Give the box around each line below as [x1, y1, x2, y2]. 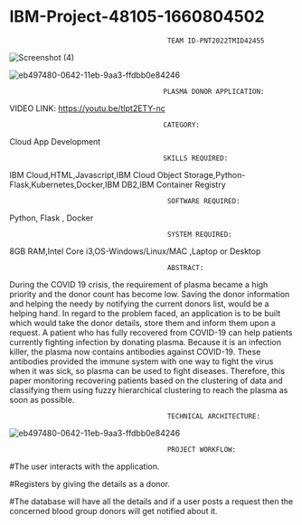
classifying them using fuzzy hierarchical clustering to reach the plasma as [9, 384, 288, 395]
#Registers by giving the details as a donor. [9, 478, 170, 489]
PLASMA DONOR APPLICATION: [163, 87, 265, 96]
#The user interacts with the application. [9, 461, 160, 472]
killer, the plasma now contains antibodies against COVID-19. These [9, 346, 261, 357]
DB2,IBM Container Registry [121, 179, 226, 190]
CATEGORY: [163, 120, 201, 129]
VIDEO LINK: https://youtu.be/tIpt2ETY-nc [9, 102, 165, 114]
